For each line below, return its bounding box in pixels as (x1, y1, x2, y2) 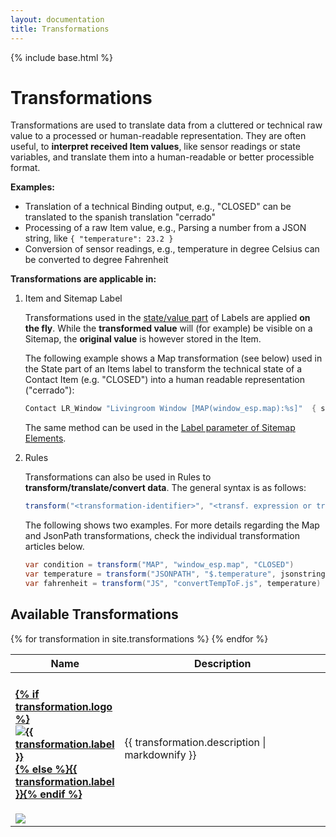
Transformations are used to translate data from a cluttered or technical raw (10, 119, 323, 131)
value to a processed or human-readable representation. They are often (10, 130, 307, 142)
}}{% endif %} (15, 787, 83, 801)
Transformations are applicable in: (10, 273, 157, 285)
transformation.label (15, 775, 115, 789)
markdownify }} (124, 748, 197, 762)
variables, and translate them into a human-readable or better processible (10, 151, 315, 163)
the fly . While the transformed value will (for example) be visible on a (24, 322, 313, 335)
